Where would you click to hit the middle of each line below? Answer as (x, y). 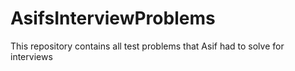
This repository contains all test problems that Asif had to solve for (147, 46)
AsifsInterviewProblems (113, 18)
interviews (31, 56)
